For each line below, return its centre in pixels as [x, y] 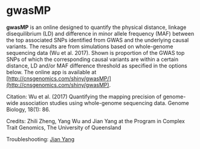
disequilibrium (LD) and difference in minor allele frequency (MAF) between [100, 33]
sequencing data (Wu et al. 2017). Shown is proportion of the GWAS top [95, 52]
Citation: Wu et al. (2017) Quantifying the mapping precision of [84, 97]
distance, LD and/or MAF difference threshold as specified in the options [97, 65]
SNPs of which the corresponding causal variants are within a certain [92, 59]
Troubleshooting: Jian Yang [40, 139]
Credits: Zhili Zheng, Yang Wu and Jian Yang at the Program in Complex [96, 121]
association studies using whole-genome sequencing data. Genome [104, 103]
